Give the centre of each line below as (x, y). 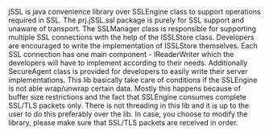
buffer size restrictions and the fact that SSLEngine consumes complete (128, 97)
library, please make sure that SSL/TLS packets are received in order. (123, 123)
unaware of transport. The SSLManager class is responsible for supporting (132, 29)
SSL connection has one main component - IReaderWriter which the (121, 54)
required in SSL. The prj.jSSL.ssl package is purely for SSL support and (126, 20)
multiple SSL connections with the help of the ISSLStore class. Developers (131, 37)
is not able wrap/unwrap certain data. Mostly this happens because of (125, 88)
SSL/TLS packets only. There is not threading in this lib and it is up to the (129, 105)
